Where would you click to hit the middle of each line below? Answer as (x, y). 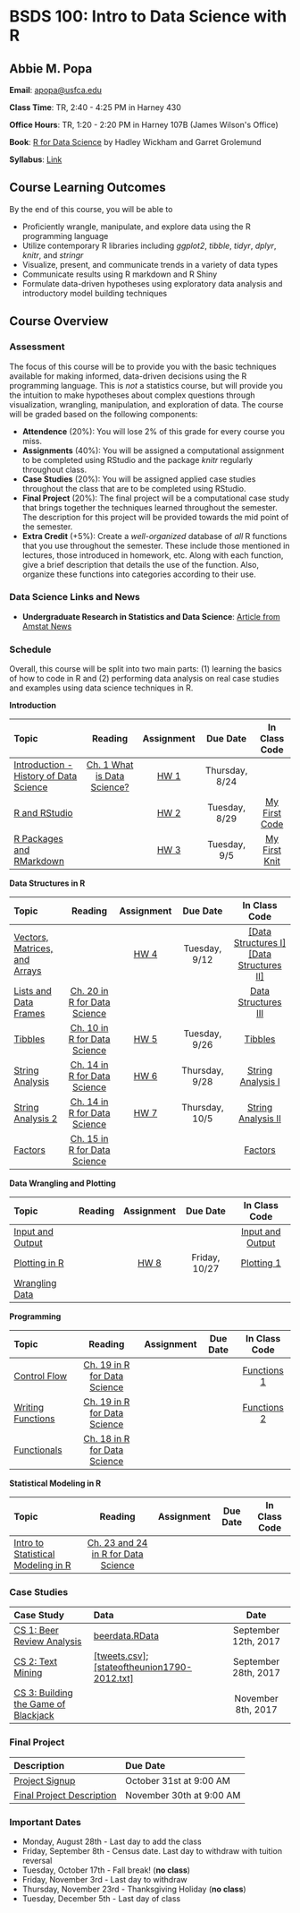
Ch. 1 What (110, 765)
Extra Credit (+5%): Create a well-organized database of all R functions (154, 536)
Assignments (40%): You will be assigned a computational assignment (153, 450)
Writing (29, 1408)
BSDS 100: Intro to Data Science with (148, 17)
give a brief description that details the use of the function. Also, (140, 564)
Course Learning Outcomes (88, 188)
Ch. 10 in (89, 1028)
